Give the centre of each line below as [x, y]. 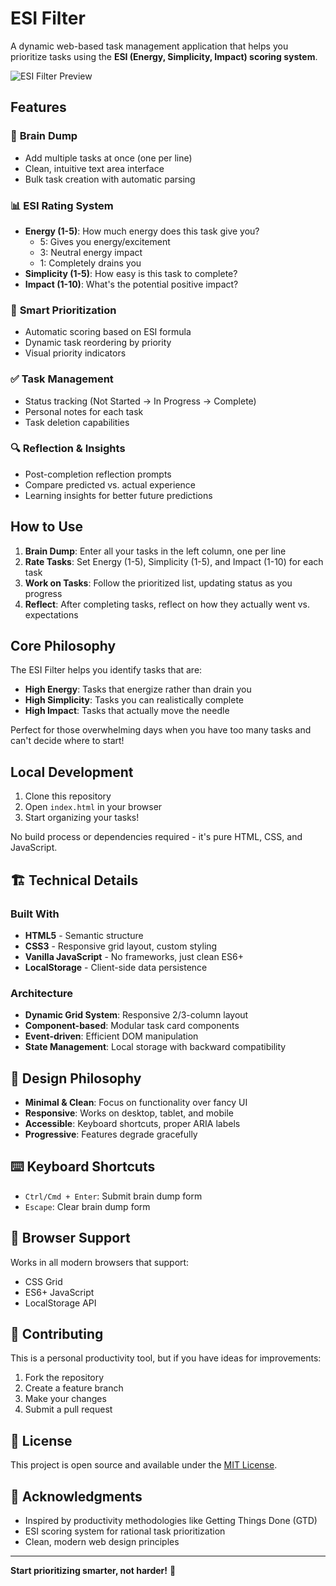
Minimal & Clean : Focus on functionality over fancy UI [136, 1103]
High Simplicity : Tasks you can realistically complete [134, 700]
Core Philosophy [63, 646]
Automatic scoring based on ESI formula [108, 332]
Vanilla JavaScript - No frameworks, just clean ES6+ [134, 956]
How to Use [47, 527]
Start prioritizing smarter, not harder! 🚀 [93, 1571]
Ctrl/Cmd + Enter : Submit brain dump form [113, 1196]
